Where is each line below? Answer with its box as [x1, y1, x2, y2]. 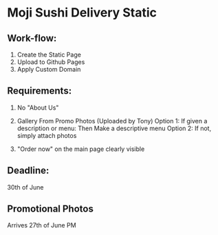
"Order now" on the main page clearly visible [17, 145, 145, 153]
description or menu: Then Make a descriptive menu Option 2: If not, [17, 124, 212, 132]
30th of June [7, 183, 44, 191]
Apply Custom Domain [17, 65, 81, 73]
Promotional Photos [7, 203, 94, 215]
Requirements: [7, 85, 72, 97]
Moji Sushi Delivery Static [7, 5, 157, 21]
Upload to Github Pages [17, 58, 85, 66]
